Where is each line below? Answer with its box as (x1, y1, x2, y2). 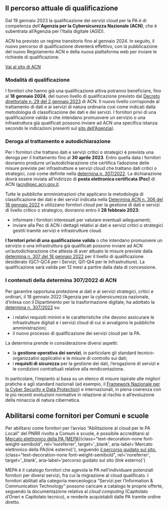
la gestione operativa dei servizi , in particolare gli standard (12, 350, 137, 356)
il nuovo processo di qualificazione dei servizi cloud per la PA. (12, 330, 141, 336)
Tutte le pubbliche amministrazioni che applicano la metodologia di (5, 191, 144, 197)
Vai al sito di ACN (5, 63, 41, 70)
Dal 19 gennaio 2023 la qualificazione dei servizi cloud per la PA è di (5, 17, 147, 23)
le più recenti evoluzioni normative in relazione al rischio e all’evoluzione (5, 392, 155, 398)
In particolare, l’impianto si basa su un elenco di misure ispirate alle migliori (5, 375, 161, 381)
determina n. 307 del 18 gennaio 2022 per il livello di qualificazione (5, 253, 144, 260)
